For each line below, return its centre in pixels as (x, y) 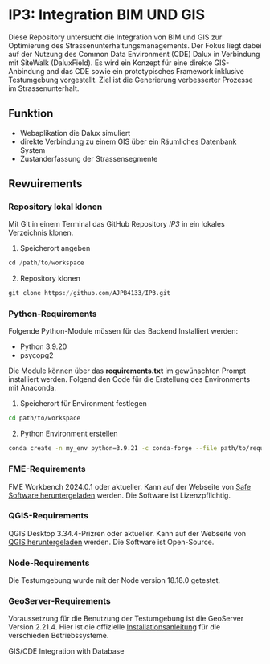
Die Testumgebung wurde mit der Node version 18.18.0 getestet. (115, 580)
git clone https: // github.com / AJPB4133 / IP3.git (90, 293)
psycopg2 (37, 355)
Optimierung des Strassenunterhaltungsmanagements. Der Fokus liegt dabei (135, 45)
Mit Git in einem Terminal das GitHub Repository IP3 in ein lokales (117, 224)
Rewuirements (45, 184)
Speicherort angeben (55, 248)
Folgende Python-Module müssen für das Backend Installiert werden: (123, 331)
